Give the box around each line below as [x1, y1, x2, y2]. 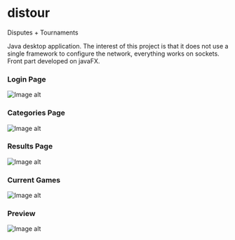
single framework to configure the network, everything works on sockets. [7, 49, 220, 58]
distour [7, 5, 51, 21]
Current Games [7, 175, 61, 184]
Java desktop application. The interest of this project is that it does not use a [7, 42, 229, 50]
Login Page [7, 74, 47, 84]
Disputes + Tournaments [7, 28, 79, 37]
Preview [7, 209, 36, 219]
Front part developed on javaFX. [7, 56, 100, 65]
